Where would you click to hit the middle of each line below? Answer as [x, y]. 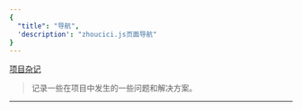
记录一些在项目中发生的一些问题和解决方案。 [114, 88]
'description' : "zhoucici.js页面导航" [87, 34]
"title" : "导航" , [49, 26]
